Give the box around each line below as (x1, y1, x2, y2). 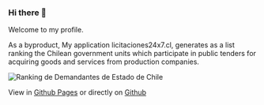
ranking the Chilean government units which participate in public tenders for (8, 49, 257, 58)
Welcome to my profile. (8, 25, 85, 35)
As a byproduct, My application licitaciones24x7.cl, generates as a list (8, 40, 236, 50)
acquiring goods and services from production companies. (8, 57, 200, 66)
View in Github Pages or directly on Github (8, 88, 147, 97)
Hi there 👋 (8, 7, 47, 18)
